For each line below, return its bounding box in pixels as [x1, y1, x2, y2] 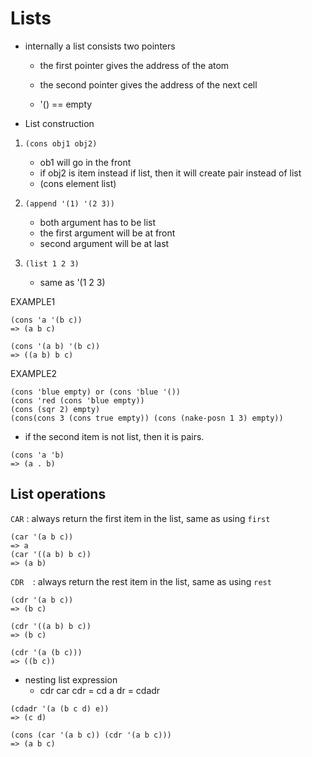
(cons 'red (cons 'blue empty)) [10, 395, 145, 406]
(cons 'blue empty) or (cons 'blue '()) [10, 387, 182, 397]
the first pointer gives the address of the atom [39, 59, 230, 71]
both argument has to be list [39, 216, 156, 228]
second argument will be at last [39, 237, 170, 249]
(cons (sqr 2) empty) [10, 404, 101, 414]
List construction [24, 117, 95, 129]
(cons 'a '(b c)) [10, 315, 83, 325]
